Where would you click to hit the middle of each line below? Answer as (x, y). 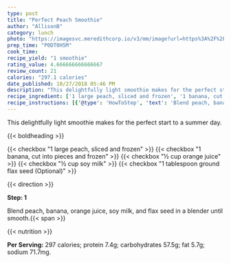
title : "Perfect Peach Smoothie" (55, 20)
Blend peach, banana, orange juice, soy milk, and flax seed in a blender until (115, 211)
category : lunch (30, 33)
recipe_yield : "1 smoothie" (47, 58)
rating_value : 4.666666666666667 (55, 65)
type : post (23, 13)
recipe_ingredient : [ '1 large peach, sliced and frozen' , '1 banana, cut (115, 97)
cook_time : (23, 52)
